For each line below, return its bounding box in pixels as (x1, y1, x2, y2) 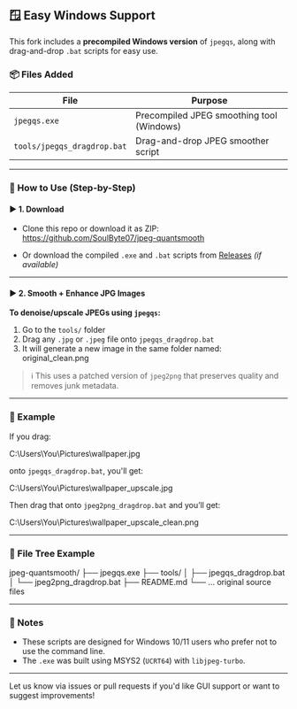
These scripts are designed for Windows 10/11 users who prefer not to (21, 636, 277, 647)
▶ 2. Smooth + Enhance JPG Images (9, 288, 146, 298)
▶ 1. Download (9, 204, 65, 214)
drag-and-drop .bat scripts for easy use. (9, 45, 159, 56)
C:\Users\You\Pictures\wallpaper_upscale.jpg (9, 482, 173, 493)
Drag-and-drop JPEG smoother (135, 135, 270, 147)
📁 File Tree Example (9, 547, 95, 559)
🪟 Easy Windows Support (9, 8, 156, 23)
